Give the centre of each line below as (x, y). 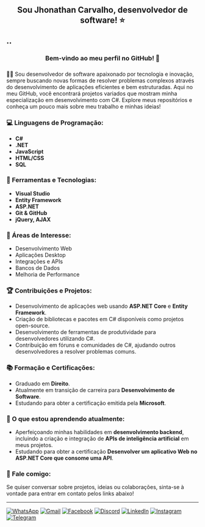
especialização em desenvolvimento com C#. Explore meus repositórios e (99, 100)
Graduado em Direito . (42, 383)
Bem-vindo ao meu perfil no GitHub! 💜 (103, 59)
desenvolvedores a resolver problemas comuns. (76, 352)
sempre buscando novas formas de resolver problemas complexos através (100, 81)
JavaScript (29, 151)
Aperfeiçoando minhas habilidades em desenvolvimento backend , (99, 432)
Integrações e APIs (39, 261)
